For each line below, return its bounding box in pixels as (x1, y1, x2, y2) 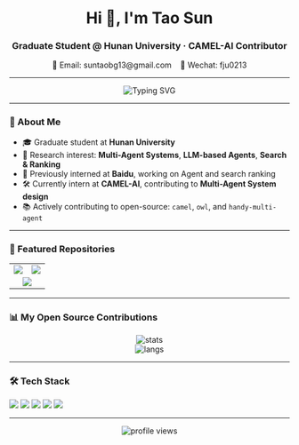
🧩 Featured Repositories (9, 242, 116, 255)
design (21, 191, 49, 202)
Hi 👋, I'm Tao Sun (85, 8, 214, 28)
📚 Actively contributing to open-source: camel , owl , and (21, 201, 227, 211)
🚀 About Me (9, 115, 61, 128)
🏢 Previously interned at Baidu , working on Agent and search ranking (21, 168, 276, 179)
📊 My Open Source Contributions (9, 311, 158, 323)
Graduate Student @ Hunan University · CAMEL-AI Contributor (12, 40, 287, 52)
